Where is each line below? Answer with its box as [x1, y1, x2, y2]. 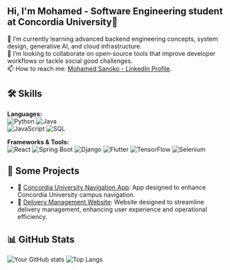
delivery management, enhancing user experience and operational [17, 205, 208, 213]
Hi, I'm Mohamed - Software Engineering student [7, 6, 223, 17]
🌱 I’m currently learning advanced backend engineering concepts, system [7, 35, 218, 43]
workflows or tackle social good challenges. [7, 57, 133, 65]
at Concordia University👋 [7, 17, 118, 28]
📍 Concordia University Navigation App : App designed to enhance [17, 183, 206, 192]
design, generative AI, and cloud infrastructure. [7, 41, 142, 50]
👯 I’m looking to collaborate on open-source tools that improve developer [7, 49, 216, 57]
